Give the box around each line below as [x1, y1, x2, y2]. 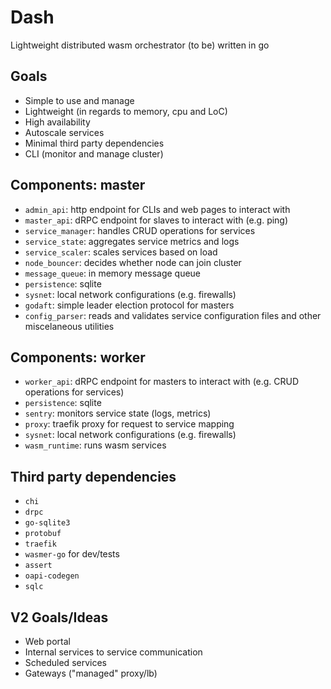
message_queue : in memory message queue [24, 267, 202, 279]
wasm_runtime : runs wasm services [24, 439, 167, 451]
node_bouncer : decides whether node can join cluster [24, 256, 242, 268]
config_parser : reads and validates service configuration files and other [24, 309, 322, 321]
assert [24, 561, 53, 571]
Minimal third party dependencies [24, 137, 165, 149]
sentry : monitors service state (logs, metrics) [24, 407, 212, 420]
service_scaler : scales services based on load [24, 246, 218, 258]
